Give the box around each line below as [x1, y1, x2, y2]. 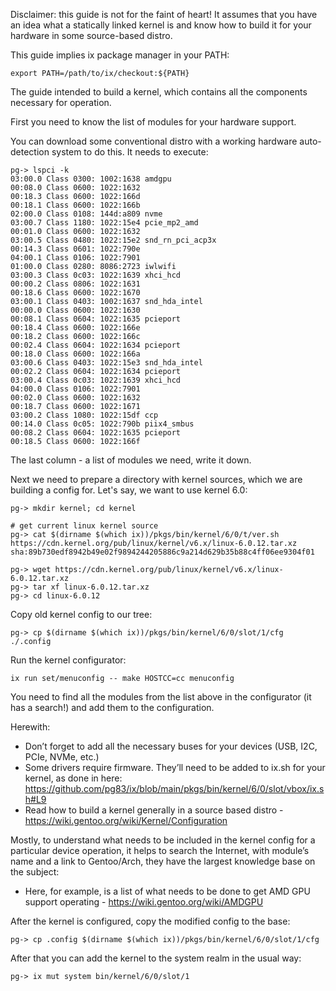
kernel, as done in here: [24, 772, 123, 784]
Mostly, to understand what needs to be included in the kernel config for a [10, 834, 316, 846]
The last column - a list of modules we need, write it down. [10, 454, 252, 466]
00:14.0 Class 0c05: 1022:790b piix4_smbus [10, 419, 195, 429]
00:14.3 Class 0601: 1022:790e [10, 244, 141, 254]
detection [10, 146, 50, 158]
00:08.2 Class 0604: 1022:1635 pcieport [10, 428, 182, 438]
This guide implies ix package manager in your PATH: [10, 49, 230, 61]
